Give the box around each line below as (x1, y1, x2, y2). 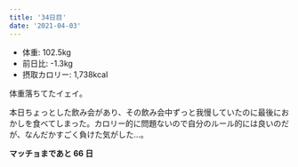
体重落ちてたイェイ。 (9, 88, 87, 99)
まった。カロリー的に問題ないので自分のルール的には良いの (63, 117, 282, 129)
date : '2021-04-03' (9, 21, 82, 30)
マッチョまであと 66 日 (9, 147, 93, 158)
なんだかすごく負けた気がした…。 (24, 129, 149, 139)
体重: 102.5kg (21, 46, 71, 58)
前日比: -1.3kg (21, 58, 74, 68)
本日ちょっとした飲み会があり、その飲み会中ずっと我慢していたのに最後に (9, 107, 282, 117)
